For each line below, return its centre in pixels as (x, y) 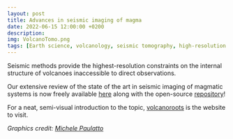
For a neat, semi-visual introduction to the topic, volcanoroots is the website (116, 107)
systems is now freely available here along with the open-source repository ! (116, 94)
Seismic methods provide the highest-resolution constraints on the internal (114, 66)
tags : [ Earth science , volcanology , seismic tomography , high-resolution (117, 46)
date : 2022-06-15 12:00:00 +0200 (56, 26)
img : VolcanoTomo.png (39, 40)
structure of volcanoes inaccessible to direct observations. (92, 73)
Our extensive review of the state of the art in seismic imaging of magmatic (115, 87)
